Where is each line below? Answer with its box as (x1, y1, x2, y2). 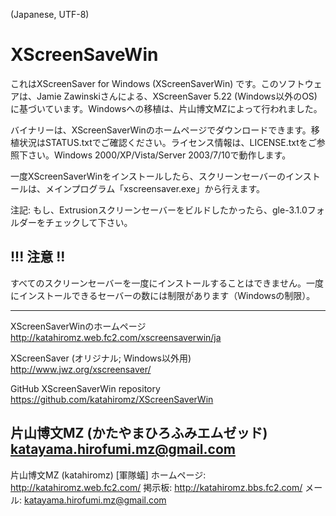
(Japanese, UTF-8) (10, 9, 90, 20)
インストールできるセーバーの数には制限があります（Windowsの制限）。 (18, 289, 316, 301)
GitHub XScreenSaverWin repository (10, 382, 161, 394)
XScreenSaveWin (10, 44, 159, 66)
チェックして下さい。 (44, 216, 133, 228)
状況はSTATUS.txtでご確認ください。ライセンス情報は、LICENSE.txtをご (18, 136, 317, 148)
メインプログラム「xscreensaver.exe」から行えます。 (44, 182, 265, 194)
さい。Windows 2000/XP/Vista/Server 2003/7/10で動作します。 (27, 149, 292, 161)
